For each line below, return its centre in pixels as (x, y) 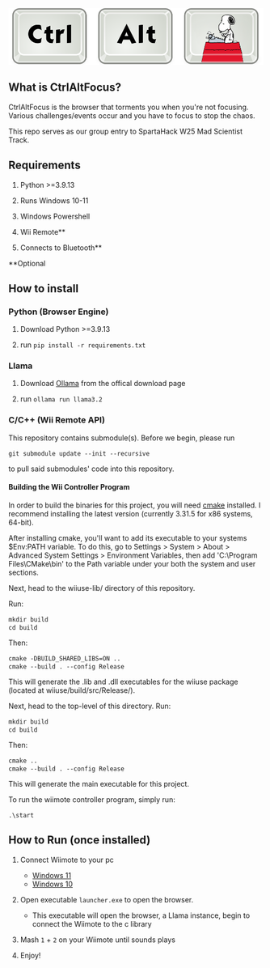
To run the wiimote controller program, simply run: (92, 799)
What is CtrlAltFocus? (65, 88)
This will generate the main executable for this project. (99, 783)
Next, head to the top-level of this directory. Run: (90, 706)
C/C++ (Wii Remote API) (57, 420)
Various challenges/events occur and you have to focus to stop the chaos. (132, 115)
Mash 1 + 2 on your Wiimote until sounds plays (98, 940)
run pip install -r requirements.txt (83, 345)
